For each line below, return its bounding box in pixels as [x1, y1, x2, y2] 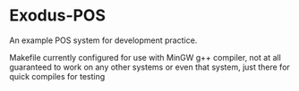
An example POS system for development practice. [9, 35, 198, 45]
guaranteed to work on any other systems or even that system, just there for [9, 62, 291, 72]
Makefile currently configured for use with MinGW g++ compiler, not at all [9, 52, 282, 62]
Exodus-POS [9, 5, 106, 26]
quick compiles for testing [9, 70, 106, 81]
